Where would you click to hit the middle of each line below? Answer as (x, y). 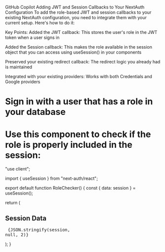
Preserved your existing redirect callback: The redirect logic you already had (83, 62)
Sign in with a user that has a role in (79, 101)
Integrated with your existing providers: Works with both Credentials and (79, 76)
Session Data (26, 218)
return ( (13, 203)
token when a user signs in (33, 37)
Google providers (23, 82)
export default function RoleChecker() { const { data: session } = (70, 188)
